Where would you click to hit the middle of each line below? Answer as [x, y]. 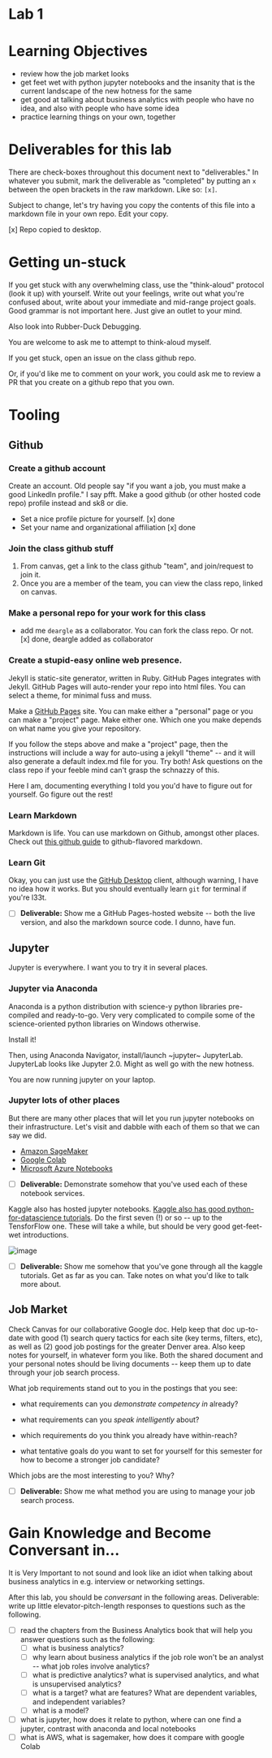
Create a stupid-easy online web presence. [95, 660]
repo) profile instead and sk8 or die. [68, 503]
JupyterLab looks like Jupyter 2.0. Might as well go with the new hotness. [131, 1064]
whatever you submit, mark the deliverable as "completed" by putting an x [132, 181]
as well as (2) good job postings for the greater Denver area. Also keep [127, 1346]
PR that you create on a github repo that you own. [91, 382]
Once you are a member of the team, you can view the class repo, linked [142, 583]
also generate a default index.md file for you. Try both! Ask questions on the [136, 761]
